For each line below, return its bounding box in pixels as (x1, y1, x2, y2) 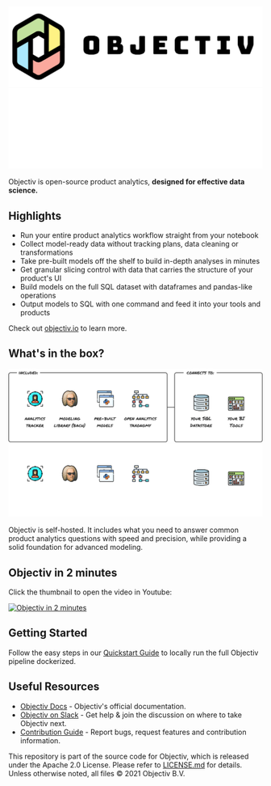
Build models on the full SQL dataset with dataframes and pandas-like (19, 282, 252, 292)
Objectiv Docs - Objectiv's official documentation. (19, 701, 187, 711)
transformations (19, 247, 73, 257)
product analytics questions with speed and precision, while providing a (8, 534, 248, 543)
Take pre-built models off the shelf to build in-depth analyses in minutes (19, 256, 261, 266)
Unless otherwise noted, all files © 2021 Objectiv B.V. (8, 768, 186, 778)
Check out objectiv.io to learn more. (8, 323, 127, 333)
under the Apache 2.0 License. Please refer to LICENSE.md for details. (8, 759, 243, 770)
